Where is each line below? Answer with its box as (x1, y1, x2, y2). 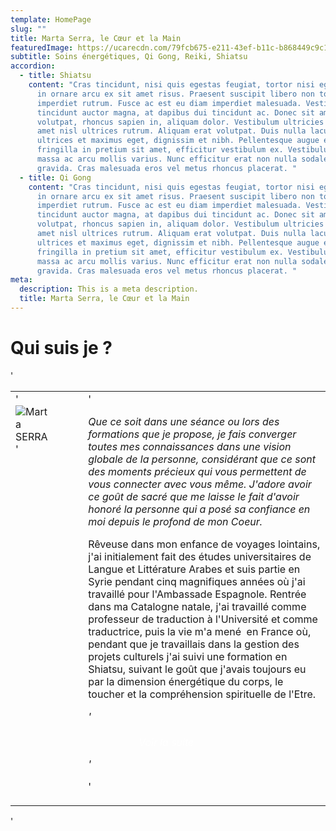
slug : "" (10, 24, 47, 34)
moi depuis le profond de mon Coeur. (88, 514, 263, 528)
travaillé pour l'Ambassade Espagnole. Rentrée (88, 587, 307, 601)
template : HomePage (10, 14, 92, 25)
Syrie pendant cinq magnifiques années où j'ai (88, 574, 306, 588)
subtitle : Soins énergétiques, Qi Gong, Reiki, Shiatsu (10, 52, 248, 62)
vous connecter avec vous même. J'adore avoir (88, 477, 312, 491)
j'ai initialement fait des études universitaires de (88, 549, 312, 563)
